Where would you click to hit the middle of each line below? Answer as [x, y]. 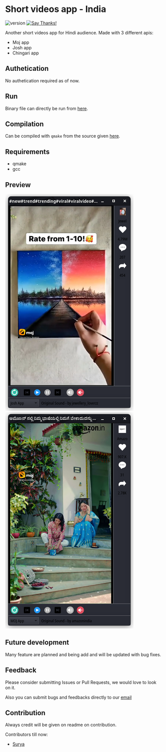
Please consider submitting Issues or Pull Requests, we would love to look [81, 682]
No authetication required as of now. [42, 80]
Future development [37, 642]
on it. [10, 688]
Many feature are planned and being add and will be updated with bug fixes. [83, 654]
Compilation [24, 124]
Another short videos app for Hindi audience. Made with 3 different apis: [79, 32]
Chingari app [26, 53]
